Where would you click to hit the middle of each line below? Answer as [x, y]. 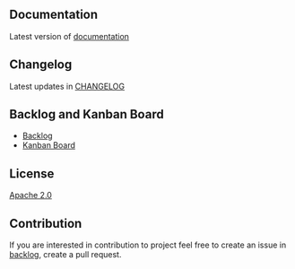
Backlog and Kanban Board [87, 114]
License [32, 174]
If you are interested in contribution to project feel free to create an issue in [148, 245]
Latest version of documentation [69, 36]
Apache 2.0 [30, 195]
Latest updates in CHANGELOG [67, 86]
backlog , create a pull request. [65, 255]
